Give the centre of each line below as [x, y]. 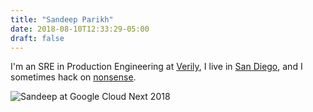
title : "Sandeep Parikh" [62, 19]
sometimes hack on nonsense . [73, 77]
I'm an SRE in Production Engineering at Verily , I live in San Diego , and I [156, 67]
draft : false [37, 38]
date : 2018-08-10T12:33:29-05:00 [80, 29]
